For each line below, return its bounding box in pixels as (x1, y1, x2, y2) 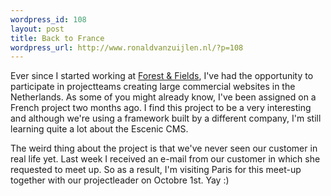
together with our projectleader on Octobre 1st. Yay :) (10, 174, 230, 186)
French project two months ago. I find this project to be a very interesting (10, 102, 312, 114)
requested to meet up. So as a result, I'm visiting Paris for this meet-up (10, 164, 302, 176)
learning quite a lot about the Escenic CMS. (10, 123, 189, 135)
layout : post (10, 24, 65, 34)
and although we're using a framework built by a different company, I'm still (10, 112, 322, 125)
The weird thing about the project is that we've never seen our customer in (10, 142, 318, 155)
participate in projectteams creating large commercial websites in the (10, 81, 296, 93)
